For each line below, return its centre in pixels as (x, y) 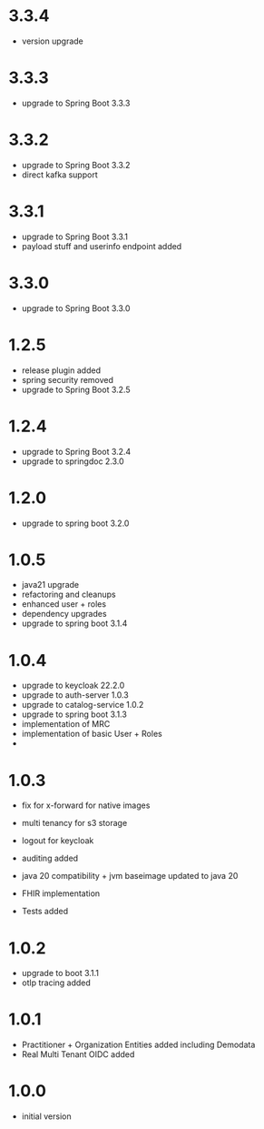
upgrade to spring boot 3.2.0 (75, 523)
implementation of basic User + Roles (92, 734)
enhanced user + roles (64, 604)
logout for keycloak (58, 841)
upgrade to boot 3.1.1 (60, 973)
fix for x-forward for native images (86, 805)
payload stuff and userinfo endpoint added (102, 246)
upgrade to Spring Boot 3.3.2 (76, 165)
